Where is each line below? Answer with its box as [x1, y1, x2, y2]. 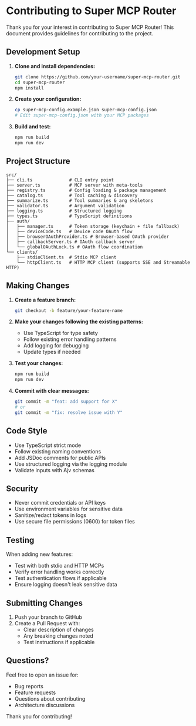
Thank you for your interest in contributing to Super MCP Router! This [6, 24, 174, 31]
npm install [14, 85, 44, 91]
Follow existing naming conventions [14, 447, 102, 455]
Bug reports [14, 682, 44, 689]
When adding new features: [6, 551, 73, 558]
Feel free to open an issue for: [6, 671, 79, 678]
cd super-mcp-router [14, 79, 65, 85]
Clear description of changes [23, 626, 94, 633]
